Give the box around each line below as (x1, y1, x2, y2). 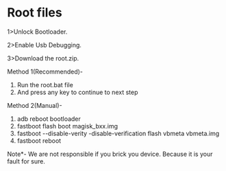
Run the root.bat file (16, 80, 73, 89)
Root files (7, 5, 63, 21)
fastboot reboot (16, 136, 62, 145)
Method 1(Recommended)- (7, 67, 84, 76)
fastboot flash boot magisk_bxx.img (16, 122, 118, 130)
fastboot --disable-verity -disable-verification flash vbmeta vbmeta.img (16, 129, 220, 137)
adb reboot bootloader (16, 115, 81, 123)
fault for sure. (7, 157, 46, 166)
